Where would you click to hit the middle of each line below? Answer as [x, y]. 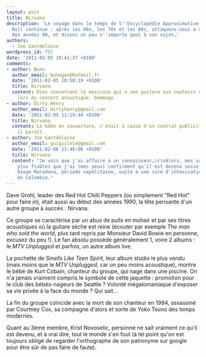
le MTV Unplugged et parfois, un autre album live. [69, 246]
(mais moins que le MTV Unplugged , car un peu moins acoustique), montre [101, 265]
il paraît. [31, 132]
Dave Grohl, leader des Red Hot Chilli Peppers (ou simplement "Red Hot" [98, 195]
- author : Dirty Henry [35, 103]
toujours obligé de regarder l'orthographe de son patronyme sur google [97, 341]
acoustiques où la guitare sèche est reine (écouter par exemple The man [98, 227]
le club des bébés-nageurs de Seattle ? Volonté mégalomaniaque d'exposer [102, 284]
